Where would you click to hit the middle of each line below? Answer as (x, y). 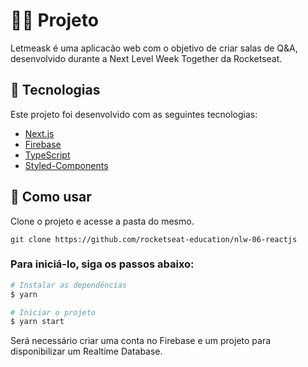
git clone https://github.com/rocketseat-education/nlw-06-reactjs (154, 239)
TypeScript (47, 155)
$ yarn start (37, 322)
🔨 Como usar (51, 197)
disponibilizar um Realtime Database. (86, 351)
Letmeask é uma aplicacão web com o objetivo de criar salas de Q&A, (154, 48)
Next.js (39, 133)
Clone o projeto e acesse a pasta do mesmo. (102, 221)
